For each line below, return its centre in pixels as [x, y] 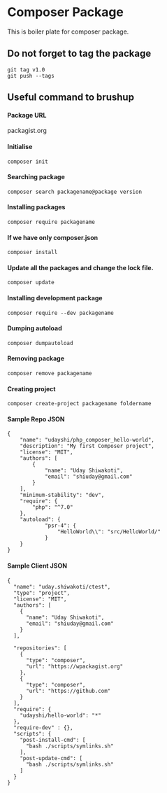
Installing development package [55, 297]
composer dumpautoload [40, 343]
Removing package [36, 358]
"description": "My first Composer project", [87, 446]
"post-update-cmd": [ [51, 758]
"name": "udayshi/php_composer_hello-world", [87, 440]
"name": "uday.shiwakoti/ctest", [62, 587]
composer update [31, 283]
